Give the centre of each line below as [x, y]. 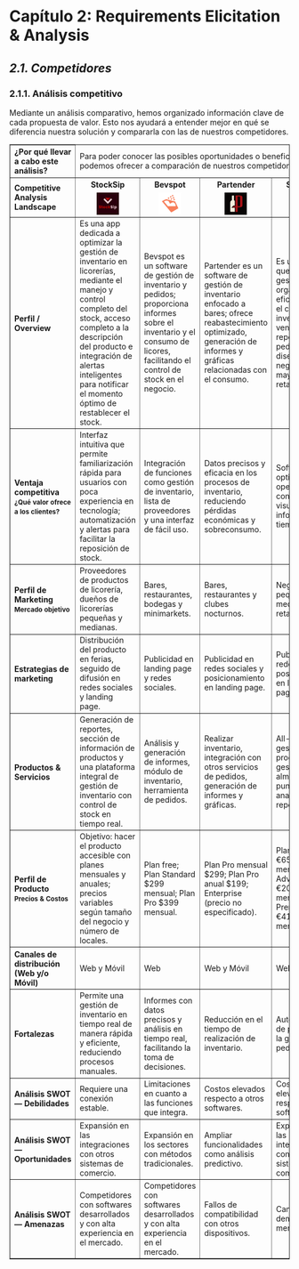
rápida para [101, 473]
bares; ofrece [229, 313]
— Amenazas [40, 1224]
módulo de [164, 772]
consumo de [166, 342]
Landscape [36, 207]
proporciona [166, 303]
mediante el [101, 280]
